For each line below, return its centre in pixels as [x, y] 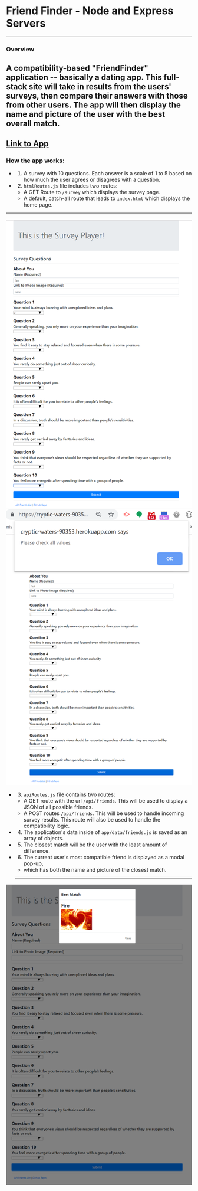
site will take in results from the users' [100, 87]
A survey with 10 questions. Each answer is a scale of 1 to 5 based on [108, 173]
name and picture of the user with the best [86, 114]
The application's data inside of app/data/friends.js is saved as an [105, 832]
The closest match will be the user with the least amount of [95, 845]
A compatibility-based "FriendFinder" [77, 68]
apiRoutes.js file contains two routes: [69, 794]
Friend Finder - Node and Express [90, 11]
